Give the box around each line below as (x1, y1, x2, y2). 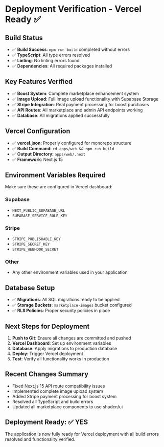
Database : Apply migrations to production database (12, 345, 117, 351)
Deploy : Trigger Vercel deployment (12, 351, 83, 357)
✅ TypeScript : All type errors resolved (12, 52, 90, 58)
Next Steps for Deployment (5, 322, 90, 331)
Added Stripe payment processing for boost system (12, 393, 117, 399)
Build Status (5, 33, 43, 42)
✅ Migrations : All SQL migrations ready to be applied (12, 297, 120, 303)
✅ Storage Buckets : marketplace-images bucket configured (12, 302, 132, 308)
